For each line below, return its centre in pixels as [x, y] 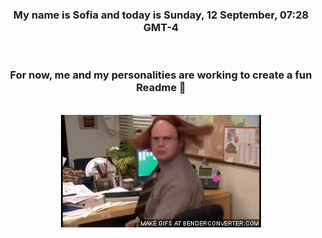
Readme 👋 [161, 88]
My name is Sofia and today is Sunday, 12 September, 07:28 [161, 15]
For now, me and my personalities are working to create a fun [161, 75]
